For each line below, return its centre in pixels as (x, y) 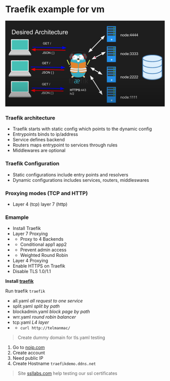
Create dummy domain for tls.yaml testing (61, 337)
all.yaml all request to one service (48, 301)
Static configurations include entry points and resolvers (70, 175)
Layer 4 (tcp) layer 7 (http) (40, 204)
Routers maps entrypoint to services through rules (65, 145)
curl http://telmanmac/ (45, 328)
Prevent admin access (43, 250)
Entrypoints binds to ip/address (45, 134)
